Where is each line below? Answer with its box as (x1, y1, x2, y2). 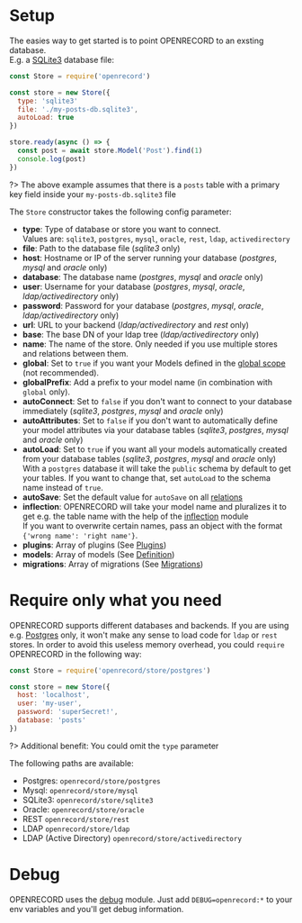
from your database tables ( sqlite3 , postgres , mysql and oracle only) (22, 453, 277, 464)
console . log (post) (17, 154, 87, 163)
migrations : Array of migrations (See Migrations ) (22, 558, 204, 569)
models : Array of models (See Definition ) (22, 548, 175, 559)
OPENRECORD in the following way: (9, 648, 142, 659)
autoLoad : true (17, 113, 75, 122)
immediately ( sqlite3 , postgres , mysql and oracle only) (22, 405, 224, 416)
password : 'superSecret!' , (17, 708, 119, 717)
